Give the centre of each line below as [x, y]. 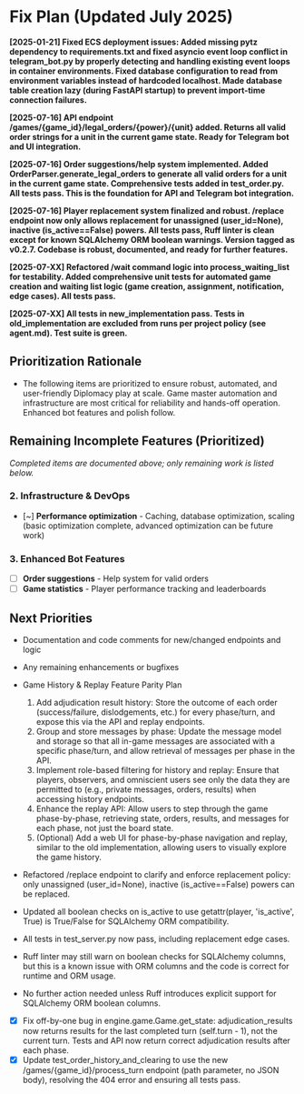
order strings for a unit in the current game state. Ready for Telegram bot [149, 136]
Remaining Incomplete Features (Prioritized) [137, 442]
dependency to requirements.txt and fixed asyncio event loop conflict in [149, 51]
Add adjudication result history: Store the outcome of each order [157, 703]
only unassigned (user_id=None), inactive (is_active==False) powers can [158, 885]
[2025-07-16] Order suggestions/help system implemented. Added [139, 164]
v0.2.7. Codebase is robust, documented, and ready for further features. [149, 249]
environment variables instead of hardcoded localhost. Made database [146, 80]
